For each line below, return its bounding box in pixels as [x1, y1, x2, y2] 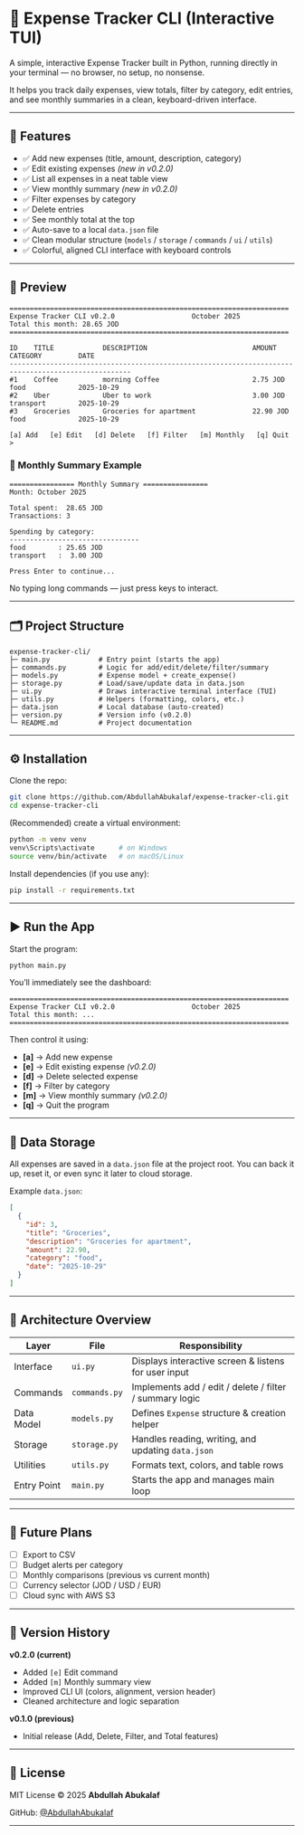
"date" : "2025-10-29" [25, 1262, 107, 1271]
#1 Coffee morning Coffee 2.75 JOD [9, 375, 285, 384]
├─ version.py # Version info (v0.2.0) [9, 710, 193, 719]
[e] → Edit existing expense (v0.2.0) [22, 1061, 157, 1072]
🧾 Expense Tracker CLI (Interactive [9, 8, 275, 29]
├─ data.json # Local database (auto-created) [9, 702, 224, 711]
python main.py [9, 961, 67, 970]
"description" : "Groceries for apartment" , [25, 1237, 193, 1246]
